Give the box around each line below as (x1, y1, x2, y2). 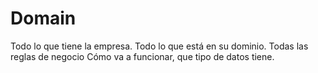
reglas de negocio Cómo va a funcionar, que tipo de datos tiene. (10, 50, 275, 62)
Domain (10, 7, 77, 30)
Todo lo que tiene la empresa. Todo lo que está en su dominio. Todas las (10, 40, 309, 52)
